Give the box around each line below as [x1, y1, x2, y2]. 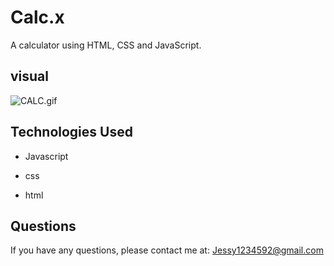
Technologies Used [10, 124, 133, 141]
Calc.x [10, 6, 65, 29]
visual [10, 68, 50, 85]
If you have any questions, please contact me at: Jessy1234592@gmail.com [10, 244, 324, 256]
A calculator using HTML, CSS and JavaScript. [10, 39, 202, 51]
